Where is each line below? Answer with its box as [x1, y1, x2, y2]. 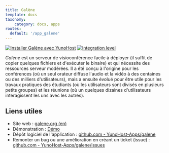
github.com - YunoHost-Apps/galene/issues [12, 142, 105, 148]
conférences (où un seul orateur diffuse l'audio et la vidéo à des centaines [5, 71, 161, 76]
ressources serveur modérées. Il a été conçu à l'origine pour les [5, 65, 139, 71]
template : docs [5, 12, 38, 17]
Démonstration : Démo [12, 126, 60, 132]
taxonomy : [5, 17, 26, 22]
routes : [5, 26, 22, 31]
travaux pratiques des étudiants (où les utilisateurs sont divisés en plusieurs [5, 82, 164, 88]
